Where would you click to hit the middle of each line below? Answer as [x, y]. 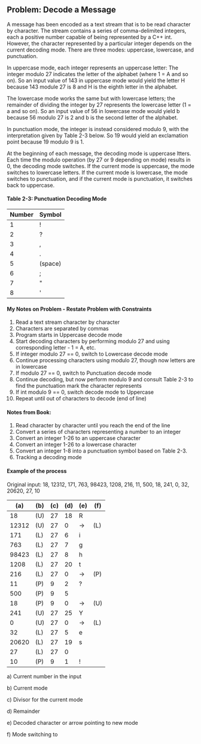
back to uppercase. [31, 185]
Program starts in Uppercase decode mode [69, 335]
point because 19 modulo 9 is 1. [45, 142]
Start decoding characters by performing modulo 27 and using [92, 341]
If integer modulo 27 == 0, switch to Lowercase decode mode [92, 354]
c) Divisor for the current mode [45, 699]
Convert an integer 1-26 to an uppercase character [78, 438]
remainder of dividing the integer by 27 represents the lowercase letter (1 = [99, 105]
